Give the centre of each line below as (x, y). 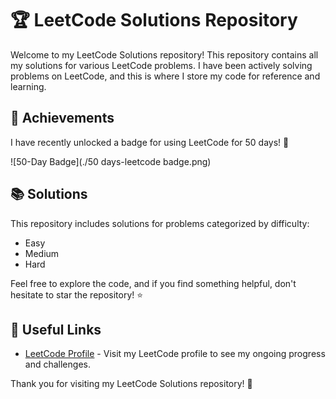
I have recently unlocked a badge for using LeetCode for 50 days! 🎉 (150, 142)
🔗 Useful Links (56, 329)
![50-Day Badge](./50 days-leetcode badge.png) (111, 161)
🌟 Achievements (62, 118)
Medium (42, 253)
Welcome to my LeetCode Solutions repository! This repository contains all (164, 54)
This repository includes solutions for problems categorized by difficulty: (160, 223)
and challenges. (57, 364)
